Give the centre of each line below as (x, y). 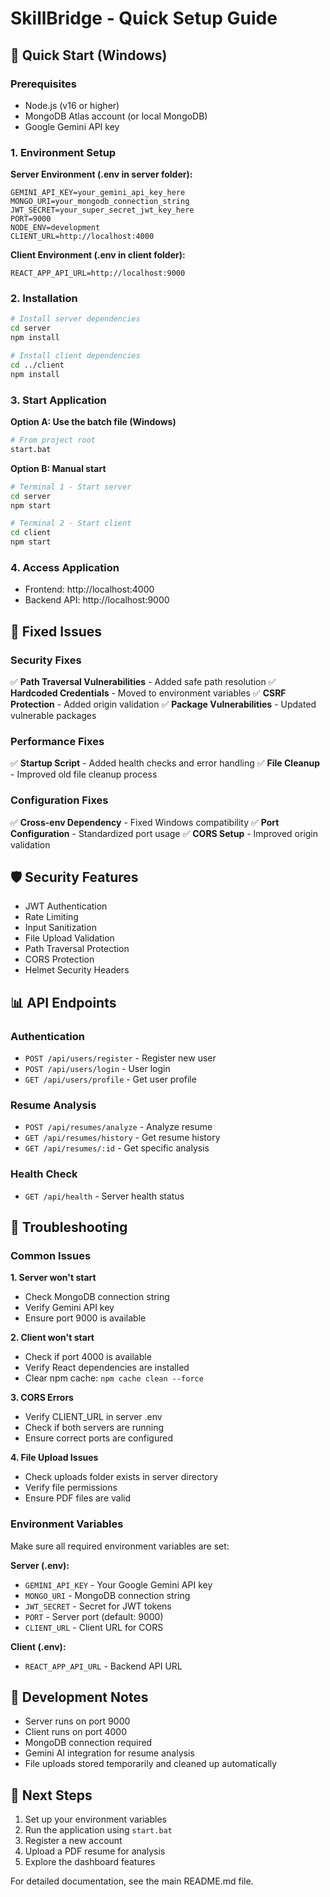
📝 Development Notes (79, 1697)
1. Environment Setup (63, 152)
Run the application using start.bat (98, 1830)
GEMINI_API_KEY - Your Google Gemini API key (118, 1584)
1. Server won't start (53, 1278)
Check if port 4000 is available (88, 1357)
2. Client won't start (52, 1338)
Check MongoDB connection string (97, 1297)
